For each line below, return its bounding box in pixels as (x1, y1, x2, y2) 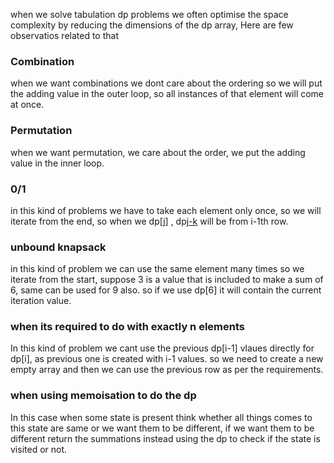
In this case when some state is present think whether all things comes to (10, 411, 313, 423)
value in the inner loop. (10, 157, 105, 169)
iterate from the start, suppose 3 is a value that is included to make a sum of (10, 274, 324, 286)
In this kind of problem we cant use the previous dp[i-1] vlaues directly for (10, 342, 315, 354)
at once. (10, 99, 45, 111)
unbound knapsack (10, 240, 107, 254)
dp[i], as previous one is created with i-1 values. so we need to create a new (10, 353, 324, 365)
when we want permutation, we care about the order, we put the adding (10, 146, 306, 158)
